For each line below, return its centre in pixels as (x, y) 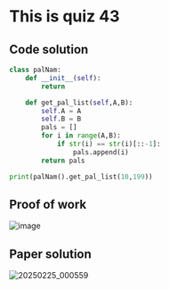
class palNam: (36, 70)
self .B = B (61, 119)
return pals (64, 161)
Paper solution (50, 254)
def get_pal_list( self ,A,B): (79, 103)
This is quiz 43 (64, 17)
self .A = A (61, 111)
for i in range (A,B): (81, 136)
